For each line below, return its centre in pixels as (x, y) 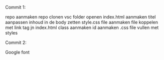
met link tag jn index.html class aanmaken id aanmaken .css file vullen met (82, 27)
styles (12, 33)
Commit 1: (16, 7)
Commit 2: (16, 42)
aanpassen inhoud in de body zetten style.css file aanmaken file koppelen (81, 22)
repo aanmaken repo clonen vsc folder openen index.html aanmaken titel (80, 17)
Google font (18, 52)
